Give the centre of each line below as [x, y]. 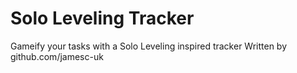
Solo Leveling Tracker [102, 18]
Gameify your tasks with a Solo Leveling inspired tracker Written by [149, 46]
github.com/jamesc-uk [57, 56]
